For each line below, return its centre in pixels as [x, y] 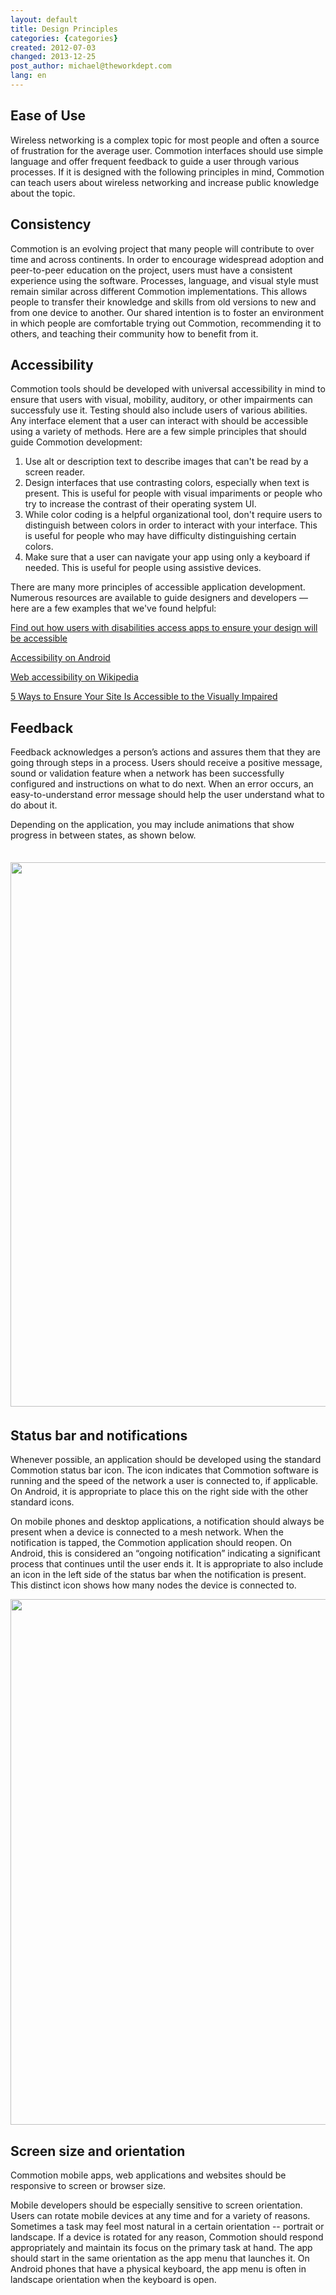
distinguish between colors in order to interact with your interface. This [171, 525]
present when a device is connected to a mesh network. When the [147, 1532]
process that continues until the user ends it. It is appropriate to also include [167, 1564]
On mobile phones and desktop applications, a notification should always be [167, 1522]
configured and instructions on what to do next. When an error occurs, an [162, 784]
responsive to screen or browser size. [88, 2186]
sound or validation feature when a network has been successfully [147, 773]
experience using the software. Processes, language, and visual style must [164, 280]
